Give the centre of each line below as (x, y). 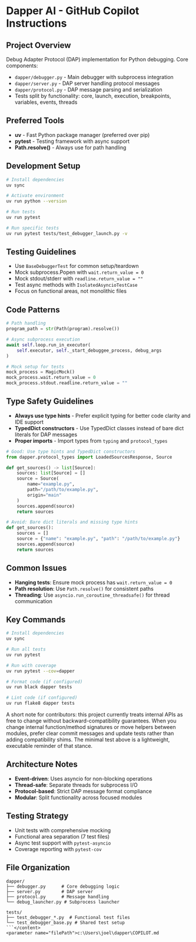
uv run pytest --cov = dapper (41, 671)
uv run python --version (36, 201)
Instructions (36, 23)
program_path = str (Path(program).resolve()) (63, 329)
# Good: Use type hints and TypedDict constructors (71, 452)
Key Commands (36, 619)
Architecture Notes (42, 765)
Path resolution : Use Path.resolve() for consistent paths (84, 588)
